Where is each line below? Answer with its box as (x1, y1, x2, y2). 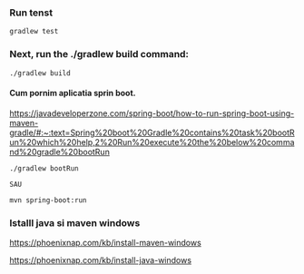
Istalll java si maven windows (9, 216, 141, 229)
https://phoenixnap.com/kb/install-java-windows (9, 255, 192, 266)
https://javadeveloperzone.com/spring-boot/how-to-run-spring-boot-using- (9, 107, 295, 119)
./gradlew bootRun (9, 163, 79, 173)
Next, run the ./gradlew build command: (9, 48, 189, 61)
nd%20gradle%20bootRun (9, 146, 111, 157)
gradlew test (9, 27, 59, 36)
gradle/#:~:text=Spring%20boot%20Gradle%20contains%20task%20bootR (9, 127, 295, 138)
